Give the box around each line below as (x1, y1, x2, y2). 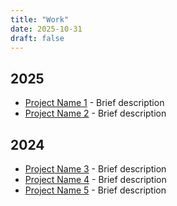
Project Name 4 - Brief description (24, 174, 167, 185)
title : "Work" (10, 14, 70, 25)
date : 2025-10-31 (10, 24, 83, 34)
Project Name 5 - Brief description (24, 184, 167, 196)
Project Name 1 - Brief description (24, 97, 165, 109)
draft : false (10, 33, 65, 43)
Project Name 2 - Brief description (24, 107, 167, 120)
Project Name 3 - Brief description (24, 163, 167, 175)
